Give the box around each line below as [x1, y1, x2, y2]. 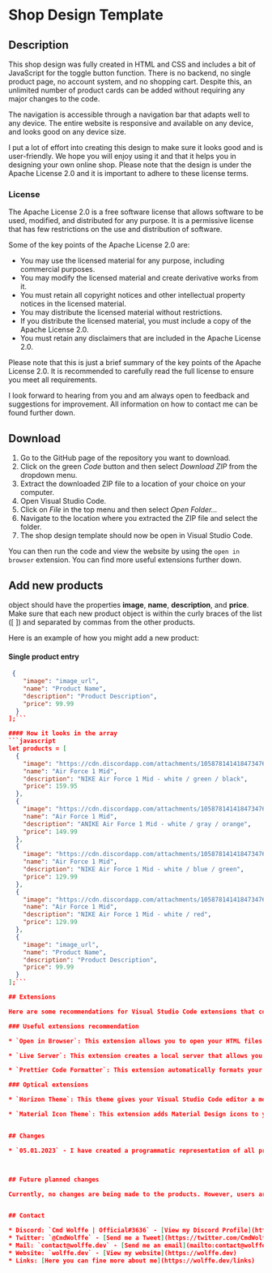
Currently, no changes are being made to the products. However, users [8, 1190, 256, 1198]
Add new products [8, 578, 104, 592]
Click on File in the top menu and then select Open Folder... [19, 505, 218, 514]
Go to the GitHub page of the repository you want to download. [19, 453, 231, 463]
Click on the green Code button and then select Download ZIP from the [19, 462, 257, 471]
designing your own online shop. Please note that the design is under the [8, 160, 253, 170]
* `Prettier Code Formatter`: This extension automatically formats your [8, 1066, 263, 1074]
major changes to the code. [8, 94, 100, 103]
